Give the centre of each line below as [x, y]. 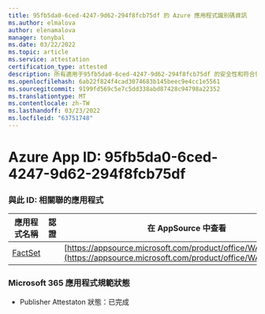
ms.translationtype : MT [47, 96]
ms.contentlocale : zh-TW [49, 103]
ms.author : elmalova [42, 23]
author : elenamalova [42, 30]
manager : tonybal [37, 37]
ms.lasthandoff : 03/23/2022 [54, 111]
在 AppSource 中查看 [187, 228]
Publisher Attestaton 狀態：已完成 [74, 301]
